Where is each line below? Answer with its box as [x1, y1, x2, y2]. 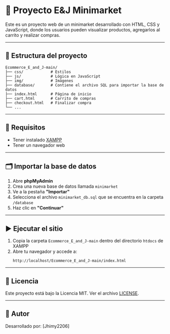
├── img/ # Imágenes [5, 78, 73, 83]
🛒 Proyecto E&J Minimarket [5, 5, 122, 16]
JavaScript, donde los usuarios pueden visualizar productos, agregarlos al [5, 26, 160, 32]
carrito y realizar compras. [5, 32, 61, 38]
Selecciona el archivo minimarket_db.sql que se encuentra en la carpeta [12, 194, 163, 200]
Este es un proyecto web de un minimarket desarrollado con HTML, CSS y [5, 21, 160, 27]
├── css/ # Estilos [5, 69, 71, 74]
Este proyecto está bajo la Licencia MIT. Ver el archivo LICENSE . [5, 290, 139, 296]
